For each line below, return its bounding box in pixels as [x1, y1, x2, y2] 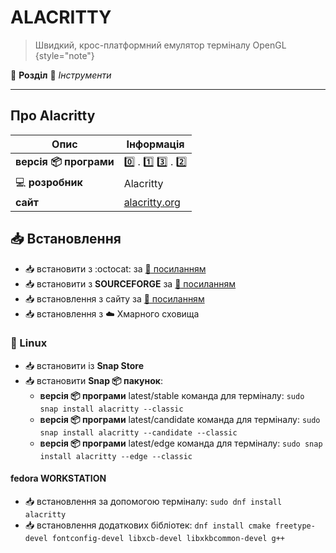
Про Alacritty [10, 107, 96, 125]
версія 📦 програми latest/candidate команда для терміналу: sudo [39, 413, 321, 425]
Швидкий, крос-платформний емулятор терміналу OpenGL [34, 39, 287, 51]
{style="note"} [34, 49, 95, 61]
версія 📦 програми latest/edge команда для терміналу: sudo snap [39, 437, 323, 449]
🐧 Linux [10, 336, 48, 350]
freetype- [274, 521, 316, 531]
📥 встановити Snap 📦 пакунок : [24, 374, 163, 386]
